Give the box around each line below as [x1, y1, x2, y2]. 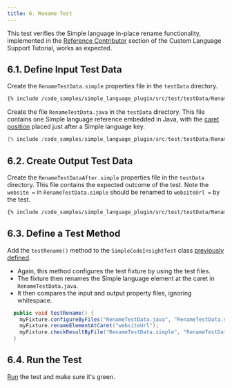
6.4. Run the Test [7, 354, 82, 366]
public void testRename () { [13, 309, 95, 316]
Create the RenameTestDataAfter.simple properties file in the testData [7, 173, 205, 182]
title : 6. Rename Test [7, 10, 72, 17]
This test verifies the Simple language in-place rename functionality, [7, 29, 202, 37]
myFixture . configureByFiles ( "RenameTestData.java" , [19, 316, 171, 323]
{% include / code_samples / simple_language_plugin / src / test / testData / [7, 136, 212, 143]
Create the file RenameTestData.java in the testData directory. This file [7, 108, 205, 116]
